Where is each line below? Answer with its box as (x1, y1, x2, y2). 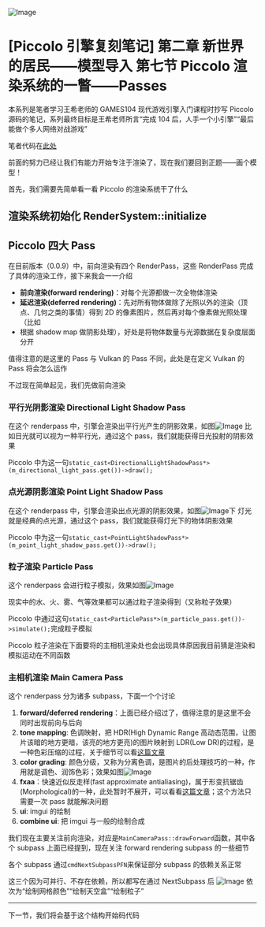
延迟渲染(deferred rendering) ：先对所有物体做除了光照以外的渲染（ (19, 298, 241, 307)
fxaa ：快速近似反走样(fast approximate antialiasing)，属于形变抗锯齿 (19, 777, 244, 787)
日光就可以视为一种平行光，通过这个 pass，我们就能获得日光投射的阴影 (14, 431, 247, 441)
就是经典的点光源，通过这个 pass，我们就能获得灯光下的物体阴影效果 (8, 516, 233, 525)
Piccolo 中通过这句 (8, 614, 69, 624)
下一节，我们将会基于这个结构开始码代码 (8, 910, 140, 920)
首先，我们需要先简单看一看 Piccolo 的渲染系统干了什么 (8, 184, 188, 193)
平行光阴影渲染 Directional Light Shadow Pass (8, 402, 186, 413)
